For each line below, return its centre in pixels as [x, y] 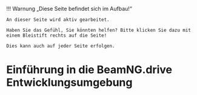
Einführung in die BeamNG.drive [89, 70]
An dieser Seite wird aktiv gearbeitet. [58, 20]
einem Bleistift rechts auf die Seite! [57, 35]
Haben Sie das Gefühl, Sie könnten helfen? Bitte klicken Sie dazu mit [98, 30]
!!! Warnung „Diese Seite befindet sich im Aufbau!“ [69, 9]
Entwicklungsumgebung [69, 83]
